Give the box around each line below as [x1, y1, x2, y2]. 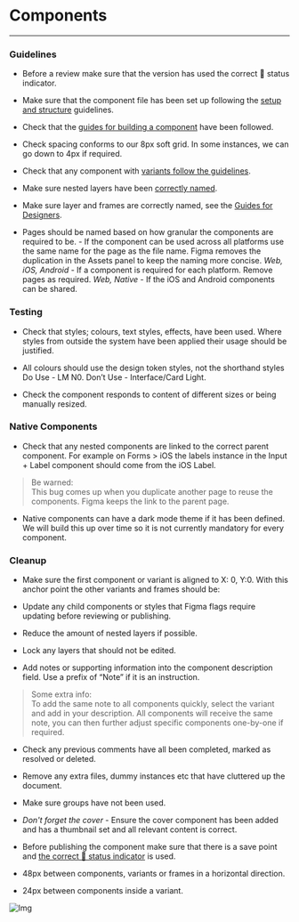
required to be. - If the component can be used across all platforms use [21, 237, 285, 247]
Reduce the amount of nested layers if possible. [21, 628, 198, 639]
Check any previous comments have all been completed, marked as [21, 744, 271, 755]
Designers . [21, 210, 62, 221]
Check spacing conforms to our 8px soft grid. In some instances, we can [21, 139, 289, 150]
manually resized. [21, 398, 87, 409]
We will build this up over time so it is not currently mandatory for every [21, 522, 285, 533]
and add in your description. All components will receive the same [30, 708, 273, 719]
